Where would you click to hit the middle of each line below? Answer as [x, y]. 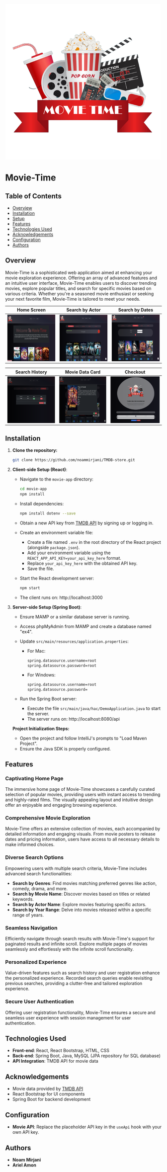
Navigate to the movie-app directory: [56, 479]
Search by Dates [135, 310]
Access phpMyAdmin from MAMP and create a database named [85, 626]
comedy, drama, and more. [40, 888]
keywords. [23, 899]
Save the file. [41, 569]
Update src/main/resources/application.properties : [74, 641]
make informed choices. [30, 844]
